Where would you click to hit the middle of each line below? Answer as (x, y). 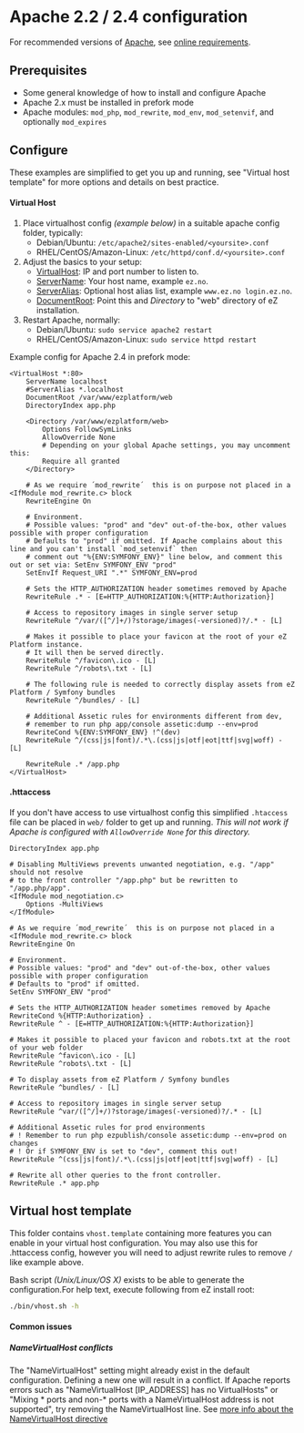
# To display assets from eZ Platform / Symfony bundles (120, 1080)
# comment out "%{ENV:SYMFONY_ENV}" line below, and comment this (154, 557)
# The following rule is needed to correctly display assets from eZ (161, 684)
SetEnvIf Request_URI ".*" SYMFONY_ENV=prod (111, 573)
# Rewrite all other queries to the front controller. (116, 1175)
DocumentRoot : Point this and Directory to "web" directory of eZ (157, 300)
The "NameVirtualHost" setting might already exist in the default (130, 1371)
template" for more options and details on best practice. (114, 182)
